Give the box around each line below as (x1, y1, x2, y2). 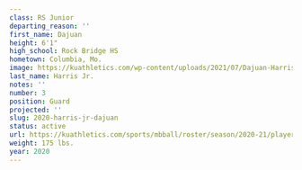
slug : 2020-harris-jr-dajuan (9, 113, 119, 122)
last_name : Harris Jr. (9, 72, 94, 81)
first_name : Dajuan (9, 30, 83, 39)
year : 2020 (9, 147, 50, 156)
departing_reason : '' (9, 22, 91, 31)
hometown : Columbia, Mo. (9, 55, 102, 64)
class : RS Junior (9, 13, 75, 22)
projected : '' (9, 105, 63, 114)
